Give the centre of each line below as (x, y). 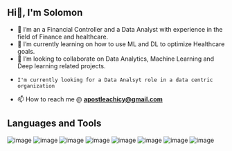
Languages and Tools (54, 124)
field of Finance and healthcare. (63, 37)
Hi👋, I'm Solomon (45, 13)
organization (36, 86)
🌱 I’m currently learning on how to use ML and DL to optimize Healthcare (121, 44)
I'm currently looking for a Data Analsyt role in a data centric (115, 80)
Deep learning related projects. (61, 66)
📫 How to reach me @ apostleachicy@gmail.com (90, 99)
